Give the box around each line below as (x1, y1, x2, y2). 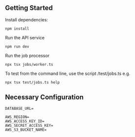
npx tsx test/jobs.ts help (5, 80, 60, 85)
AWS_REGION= (5, 114, 29, 120)
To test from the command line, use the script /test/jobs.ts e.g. (5, 70, 131, 76)
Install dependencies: (5, 17, 48, 22)
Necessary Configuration (5, 93, 84, 102)
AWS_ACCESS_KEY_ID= (5, 119, 45, 123)
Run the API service (5, 34, 45, 40)
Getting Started (5, 4, 53, 12)
